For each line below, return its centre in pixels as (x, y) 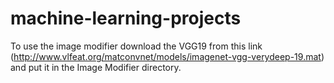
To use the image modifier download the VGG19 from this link (136, 46)
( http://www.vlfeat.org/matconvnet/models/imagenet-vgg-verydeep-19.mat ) (167, 56)
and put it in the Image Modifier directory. (96, 67)
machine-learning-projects (126, 18)
